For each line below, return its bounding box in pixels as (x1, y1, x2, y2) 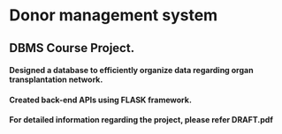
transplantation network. (9, 74, 103, 85)
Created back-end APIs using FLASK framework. (9, 94, 193, 105)
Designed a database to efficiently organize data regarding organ (9, 65, 254, 76)
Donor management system (9, 5, 218, 26)
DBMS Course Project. (9, 41, 135, 56)
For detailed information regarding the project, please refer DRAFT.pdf (9, 115, 274, 125)
